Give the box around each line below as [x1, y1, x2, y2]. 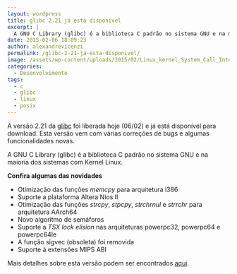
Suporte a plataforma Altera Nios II [17, 192, 119, 201]
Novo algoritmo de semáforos [17, 215, 104, 223]
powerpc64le [17, 230, 57, 239]
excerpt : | [7, 23, 39, 30]
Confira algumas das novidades [7, 171, 102, 180]
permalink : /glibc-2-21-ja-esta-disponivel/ [7, 50, 140, 57]
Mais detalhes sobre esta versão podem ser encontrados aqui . [7, 258, 189, 267]
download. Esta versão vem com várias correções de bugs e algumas [7, 129, 209, 138]
